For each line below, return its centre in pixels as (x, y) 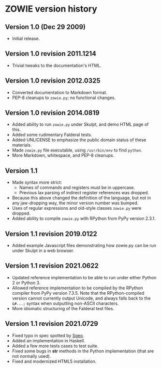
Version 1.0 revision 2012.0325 (53, 81)
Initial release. (26, 38)
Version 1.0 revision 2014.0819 (52, 113)
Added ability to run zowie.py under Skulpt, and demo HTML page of (80, 124)
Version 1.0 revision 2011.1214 (51, 54)
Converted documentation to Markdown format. (59, 92)
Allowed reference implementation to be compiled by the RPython (78, 288)
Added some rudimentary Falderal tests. (52, 135)
